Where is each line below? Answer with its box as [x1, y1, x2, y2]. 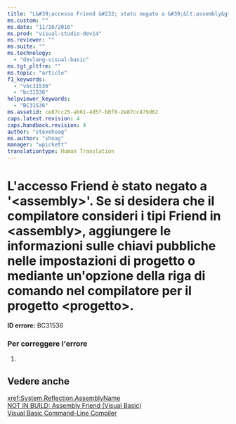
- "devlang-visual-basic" [13, 56, 90, 63]
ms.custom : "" [7, 17, 49, 24]
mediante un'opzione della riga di [7, 268, 206, 284]
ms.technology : [7, 50, 52, 57]
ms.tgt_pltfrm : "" [7, 63, 61, 70]
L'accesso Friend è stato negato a [7, 178, 207, 194]
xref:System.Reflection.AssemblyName [7, 394, 121, 402]
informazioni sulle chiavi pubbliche [7, 238, 216, 254]
